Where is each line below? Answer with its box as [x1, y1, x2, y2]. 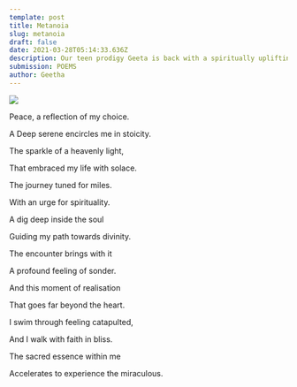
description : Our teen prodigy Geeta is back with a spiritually [9, 54, 255, 63]
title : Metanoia [9, 21, 69, 30]
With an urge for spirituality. [9, 196, 110, 208]
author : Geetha [9, 71, 65, 80]
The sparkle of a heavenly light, [9, 145, 125, 156]
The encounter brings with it [9, 248, 112, 259]
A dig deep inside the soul [9, 214, 104, 224]
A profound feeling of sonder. [9, 265, 117, 276]
